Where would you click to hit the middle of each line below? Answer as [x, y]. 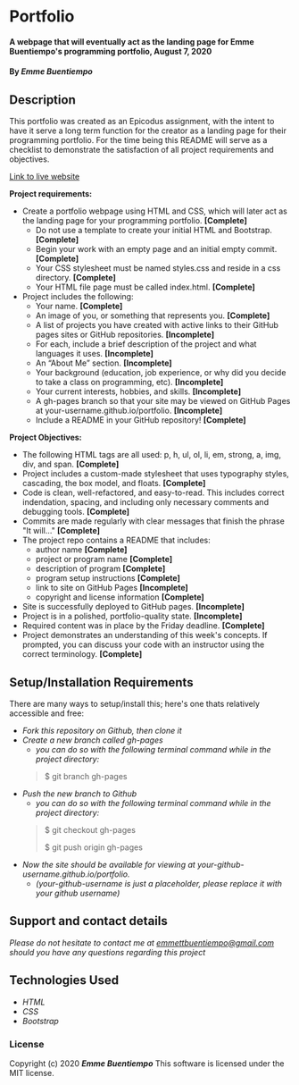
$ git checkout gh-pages [90, 830]
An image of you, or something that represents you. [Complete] [153, 315]
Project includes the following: [78, 297]
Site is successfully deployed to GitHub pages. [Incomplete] [133, 607]
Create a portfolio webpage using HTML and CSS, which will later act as [154, 211]
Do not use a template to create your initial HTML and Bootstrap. [154, 231]
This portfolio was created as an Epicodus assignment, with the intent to [142, 122]
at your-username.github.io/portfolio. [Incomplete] [129, 411]
